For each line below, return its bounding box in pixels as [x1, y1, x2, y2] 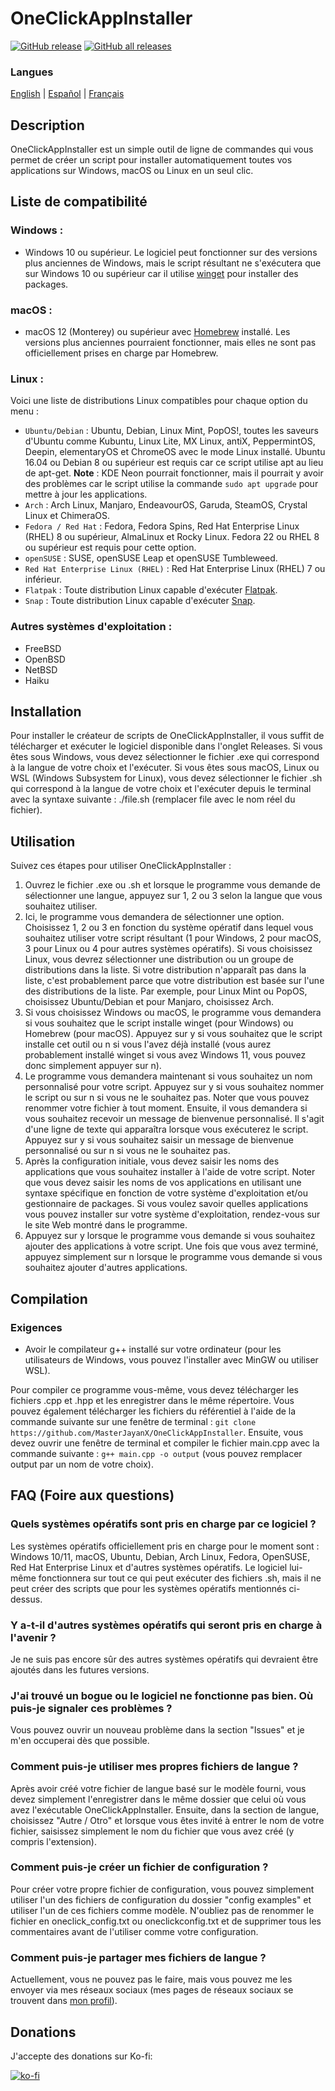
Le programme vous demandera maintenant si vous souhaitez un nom [24, 1070, 313, 1082]
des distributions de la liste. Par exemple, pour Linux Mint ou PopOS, [24, 985, 308, 997]
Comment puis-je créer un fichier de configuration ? [10, 1860, 269, 1874]
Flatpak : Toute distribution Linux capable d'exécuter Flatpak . [24, 584, 278, 596]
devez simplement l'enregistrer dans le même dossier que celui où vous [10, 1793, 307, 1805]
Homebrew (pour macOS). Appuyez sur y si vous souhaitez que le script [24, 1028, 323, 1040]
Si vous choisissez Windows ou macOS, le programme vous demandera [24, 1007, 322, 1019]
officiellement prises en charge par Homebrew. [24, 347, 219, 359]
